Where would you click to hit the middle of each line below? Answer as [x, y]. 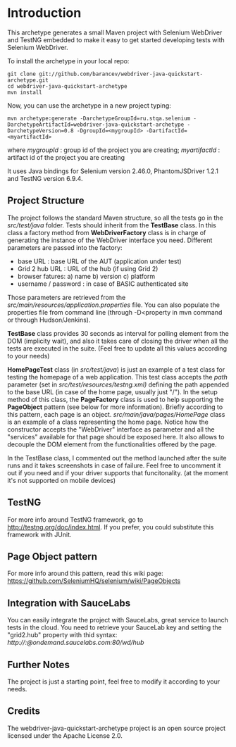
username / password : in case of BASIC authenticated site [103, 284]
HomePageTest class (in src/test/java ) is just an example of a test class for [116, 369]
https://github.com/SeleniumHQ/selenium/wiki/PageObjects [94, 581]
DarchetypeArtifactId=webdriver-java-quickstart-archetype [96, 125]
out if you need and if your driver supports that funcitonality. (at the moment [118, 472]
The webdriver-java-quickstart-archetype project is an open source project [117, 728]
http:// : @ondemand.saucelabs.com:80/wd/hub [76, 643]
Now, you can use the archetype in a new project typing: [89, 105]
